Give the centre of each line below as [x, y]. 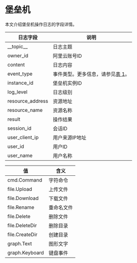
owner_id [18, 55]
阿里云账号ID [67, 56]
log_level [17, 92]
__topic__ [18, 46]
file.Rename [21, 207]
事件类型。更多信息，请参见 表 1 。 [91, 74]
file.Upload [20, 189]
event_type [20, 74]
